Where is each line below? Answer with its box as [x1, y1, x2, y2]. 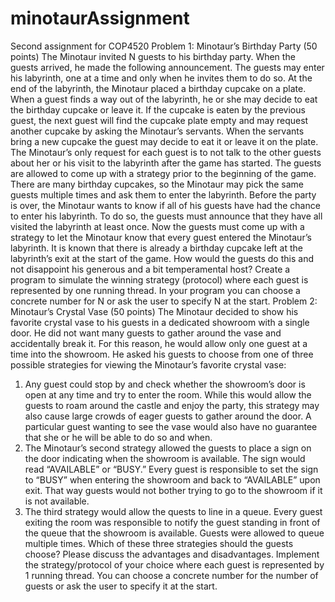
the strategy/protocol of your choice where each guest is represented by [24, 558, 325, 571]
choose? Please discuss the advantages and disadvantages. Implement [24, 548, 320, 560]
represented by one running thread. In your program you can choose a [10, 284, 301, 296]
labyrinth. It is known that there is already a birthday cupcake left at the [10, 242, 303, 254]
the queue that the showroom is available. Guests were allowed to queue [24, 527, 325, 539]
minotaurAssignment [10, 7, 190, 30]
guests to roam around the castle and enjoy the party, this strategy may [24, 399, 320, 411]
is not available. [24, 495, 90, 507]
